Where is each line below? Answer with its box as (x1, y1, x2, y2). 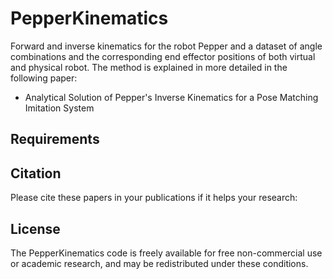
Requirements (10, 131, 100, 148)
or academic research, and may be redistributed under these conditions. (10, 257, 309, 269)
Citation (10, 165, 62, 182)
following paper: (10, 72, 78, 84)
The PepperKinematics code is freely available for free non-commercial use (10, 247, 323, 259)
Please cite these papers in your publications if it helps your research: (10, 192, 298, 204)
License (10, 220, 61, 237)
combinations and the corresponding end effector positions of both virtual (10, 50, 316, 62)
